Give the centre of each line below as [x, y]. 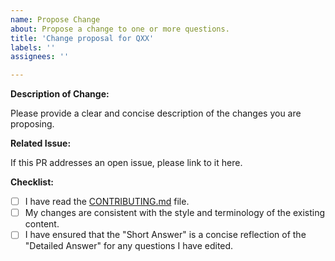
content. [42, 224]
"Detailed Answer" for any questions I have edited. [129, 246]
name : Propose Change [55, 19]
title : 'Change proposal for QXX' [82, 38]
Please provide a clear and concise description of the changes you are [156, 113]
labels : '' [33, 47]
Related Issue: [41, 143]
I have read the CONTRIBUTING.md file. [107, 202]
